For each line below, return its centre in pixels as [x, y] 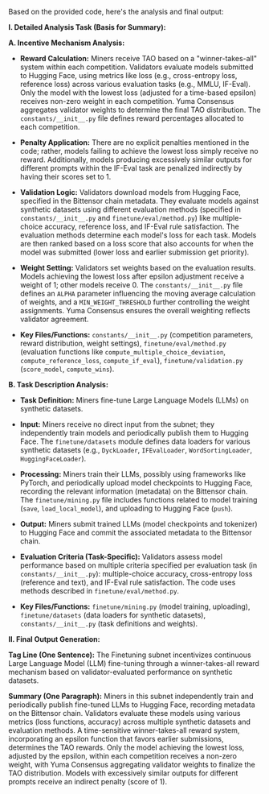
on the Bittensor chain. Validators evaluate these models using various [124, 713]
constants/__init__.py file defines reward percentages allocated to [132, 118]
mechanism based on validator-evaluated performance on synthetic [120, 672]
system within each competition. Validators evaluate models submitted [137, 67]
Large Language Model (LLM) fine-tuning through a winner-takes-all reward [134, 663]
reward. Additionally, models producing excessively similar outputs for [136, 159]
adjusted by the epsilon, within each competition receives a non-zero [122, 756]
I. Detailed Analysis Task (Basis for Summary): [87, 27]
